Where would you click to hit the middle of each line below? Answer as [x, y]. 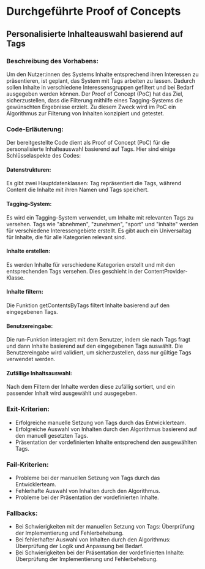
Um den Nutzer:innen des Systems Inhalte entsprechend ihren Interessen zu [102, 74]
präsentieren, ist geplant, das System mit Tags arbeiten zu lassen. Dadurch [101, 80]
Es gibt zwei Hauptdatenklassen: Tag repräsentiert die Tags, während [94, 183]
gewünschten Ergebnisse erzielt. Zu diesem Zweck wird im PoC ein [91, 107]
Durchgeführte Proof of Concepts [94, 11]
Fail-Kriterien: [28, 464]
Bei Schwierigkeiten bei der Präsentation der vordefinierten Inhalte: [100, 552]
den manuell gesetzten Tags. [52, 435]
